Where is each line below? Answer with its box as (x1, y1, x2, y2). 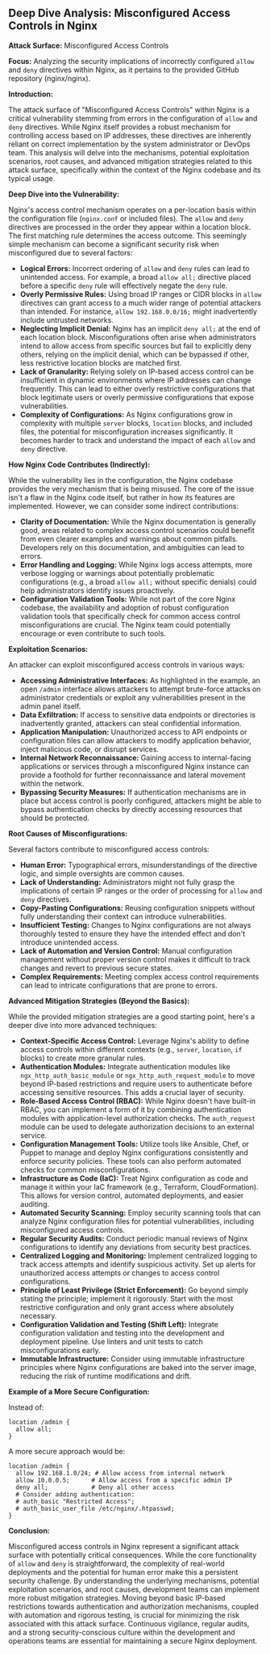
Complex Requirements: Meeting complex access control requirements (19, 971, 260, 981)
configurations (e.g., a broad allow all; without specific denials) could (19, 577, 257, 586)
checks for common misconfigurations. (19, 1165, 151, 1174)
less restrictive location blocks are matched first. (19, 357, 182, 367)
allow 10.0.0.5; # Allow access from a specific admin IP (15, 1476, 232, 1484)
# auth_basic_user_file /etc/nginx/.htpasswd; (15, 1504, 175, 1512)
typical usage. (8, 173, 56, 183)
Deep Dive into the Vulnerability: (8, 189, 119, 199)
